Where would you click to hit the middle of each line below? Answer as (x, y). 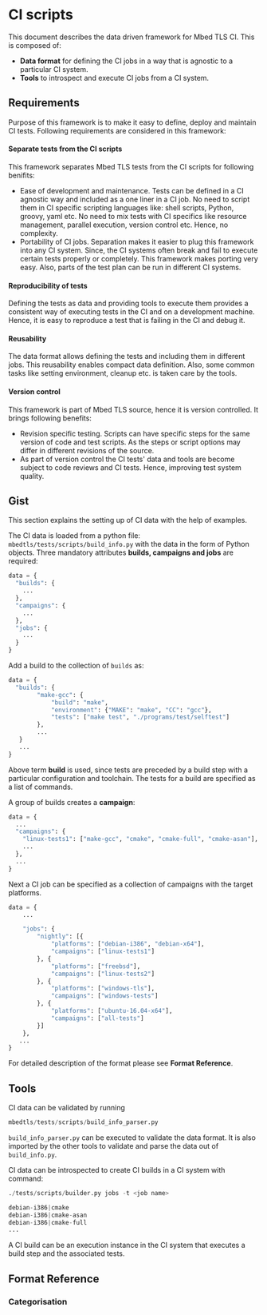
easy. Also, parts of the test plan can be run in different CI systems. (130, 267)
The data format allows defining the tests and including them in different (127, 357)
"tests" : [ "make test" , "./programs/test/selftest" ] (140, 717)
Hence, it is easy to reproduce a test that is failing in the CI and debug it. (127, 321)
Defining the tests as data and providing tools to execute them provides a (128, 303)
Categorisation (38, 1301)
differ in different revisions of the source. (87, 450)
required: (23, 561)
